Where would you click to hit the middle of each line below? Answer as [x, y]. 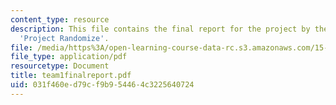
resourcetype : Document [60, 66]
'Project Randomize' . [64, 38]
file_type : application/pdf [69, 57]
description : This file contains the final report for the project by [160, 29]
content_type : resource [60, 19]
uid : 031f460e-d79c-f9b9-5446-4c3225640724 [102, 85]
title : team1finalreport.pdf [71, 76]
